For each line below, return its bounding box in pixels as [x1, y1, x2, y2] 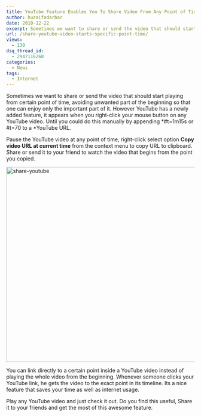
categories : [6, 59, 36, 65]
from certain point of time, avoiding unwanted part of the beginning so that [6, 99, 191, 106]
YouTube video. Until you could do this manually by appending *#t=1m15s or [6, 118, 194, 125]
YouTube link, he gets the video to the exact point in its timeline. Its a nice [6, 380, 187, 387]
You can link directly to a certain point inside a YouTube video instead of [6, 367, 184, 374]
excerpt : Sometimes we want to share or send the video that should [6, 25, 181, 32]
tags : [6, 70, 20, 76]
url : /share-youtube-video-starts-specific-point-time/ [6, 31, 148, 37]
